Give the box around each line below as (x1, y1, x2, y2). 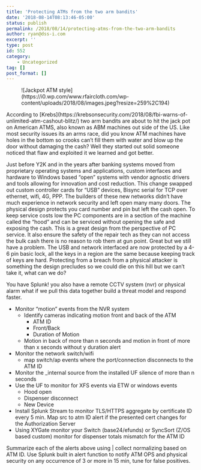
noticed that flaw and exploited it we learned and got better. (6, 149, 154, 157)
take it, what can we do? (6, 270, 67, 277)
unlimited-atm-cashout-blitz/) (6, 118, 80, 125)
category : (6, 53, 31, 59)
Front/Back (32, 325, 61, 332)
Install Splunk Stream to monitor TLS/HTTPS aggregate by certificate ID (14, 408, 192, 415)
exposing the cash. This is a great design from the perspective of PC (6, 224, 176, 232)
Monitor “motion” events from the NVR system (14, 306, 130, 313)
